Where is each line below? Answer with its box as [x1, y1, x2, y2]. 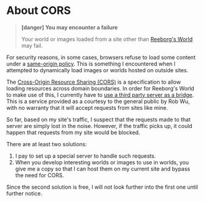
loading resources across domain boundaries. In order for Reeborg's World [6, 84, 195, 92]
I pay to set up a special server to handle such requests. [15, 152, 157, 160]
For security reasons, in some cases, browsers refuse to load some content [6, 53, 196, 61]
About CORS [6, 4, 71, 18]
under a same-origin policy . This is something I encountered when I [6, 60, 175, 67]
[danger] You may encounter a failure [21, 24, 118, 31]
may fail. [21, 42, 43, 49]
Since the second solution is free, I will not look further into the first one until [6, 183, 198, 190]
